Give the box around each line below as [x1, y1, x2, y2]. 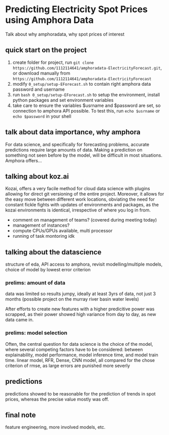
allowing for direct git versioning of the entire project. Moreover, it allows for [5, 191, 164, 197]
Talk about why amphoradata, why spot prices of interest [5, 31, 125, 37]
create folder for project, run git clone [12, 59, 94, 65]
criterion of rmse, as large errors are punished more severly [5, 362, 130, 369]
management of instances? [12, 222, 70, 229]
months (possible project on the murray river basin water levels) [5, 296, 140, 302]
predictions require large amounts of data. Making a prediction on [5, 147, 143, 153]
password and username [12, 86, 65, 92]
